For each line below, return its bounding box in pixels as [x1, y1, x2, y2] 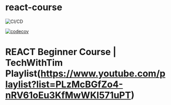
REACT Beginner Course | [5, 46, 116, 58]
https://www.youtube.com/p [40, 68, 166, 80]
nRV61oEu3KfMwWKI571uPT [5, 90, 131, 101]
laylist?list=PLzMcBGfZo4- [5, 78, 124, 90]
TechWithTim [5, 57, 63, 69]
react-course [5, 2, 63, 13]
